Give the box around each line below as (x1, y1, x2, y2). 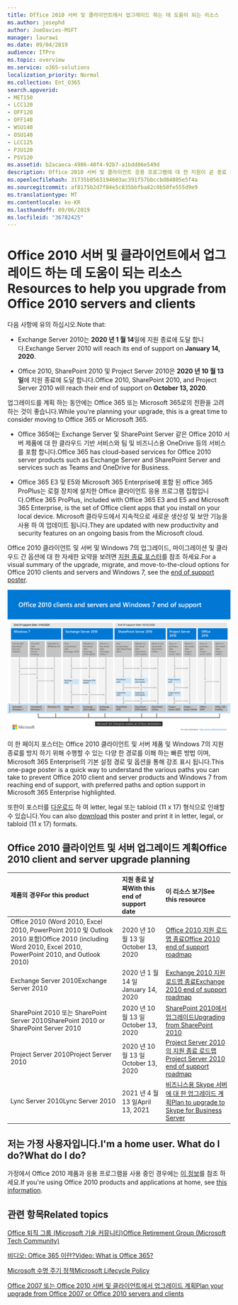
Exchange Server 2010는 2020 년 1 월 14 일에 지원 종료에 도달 (17, 335, 191, 344)
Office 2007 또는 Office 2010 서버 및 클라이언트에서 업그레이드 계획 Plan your (7, 1282, 225, 1290)
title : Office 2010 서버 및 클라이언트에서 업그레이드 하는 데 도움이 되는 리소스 (7, 11, 220, 18)
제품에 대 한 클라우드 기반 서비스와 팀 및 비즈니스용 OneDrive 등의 (25, 439, 208, 448)
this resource (165, 895, 206, 904)
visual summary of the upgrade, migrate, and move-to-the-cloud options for (7, 561, 230, 569)
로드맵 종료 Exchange (165, 978, 225, 986)
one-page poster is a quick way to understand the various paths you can (7, 765, 220, 774)
